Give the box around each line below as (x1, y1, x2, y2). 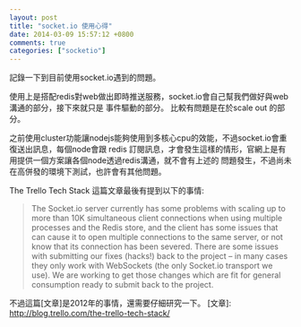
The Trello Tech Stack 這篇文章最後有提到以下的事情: (9, 185, 204, 196)
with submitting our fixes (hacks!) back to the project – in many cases (30, 251, 288, 262)
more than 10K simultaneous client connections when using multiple (30, 212, 283, 224)
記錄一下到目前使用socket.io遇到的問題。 (9, 73, 161, 83)
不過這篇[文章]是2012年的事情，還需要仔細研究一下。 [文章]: (9, 297, 231, 309)
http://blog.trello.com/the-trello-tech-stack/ (9, 308, 170, 319)
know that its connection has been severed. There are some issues (30, 241, 279, 252)
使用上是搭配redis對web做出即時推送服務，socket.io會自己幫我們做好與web (9, 91, 289, 102)
